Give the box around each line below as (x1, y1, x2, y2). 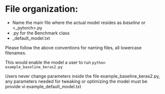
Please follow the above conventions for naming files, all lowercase (5, 45, 142, 50)
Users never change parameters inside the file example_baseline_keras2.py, (5, 73, 161, 79)
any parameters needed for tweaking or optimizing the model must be (5, 78, 148, 84)
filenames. (5, 50, 27, 56)
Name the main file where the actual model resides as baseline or (12, 20, 146, 25)
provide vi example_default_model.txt (5, 83, 82, 89)
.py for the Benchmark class (12, 30, 70, 36)
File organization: (5, 3, 78, 15)
